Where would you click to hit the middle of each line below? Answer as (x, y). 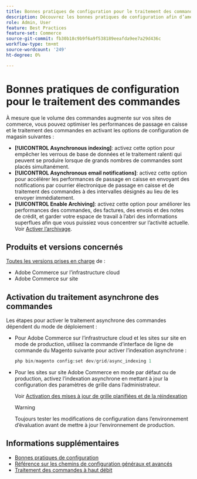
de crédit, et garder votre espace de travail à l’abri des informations (96, 216)
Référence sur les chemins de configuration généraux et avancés (94, 464)
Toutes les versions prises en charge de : (56, 261)
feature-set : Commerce (34, 33)
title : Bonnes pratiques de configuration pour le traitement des (89, 11)
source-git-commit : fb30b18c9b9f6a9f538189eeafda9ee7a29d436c (84, 39)
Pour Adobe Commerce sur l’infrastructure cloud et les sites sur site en (100, 338)
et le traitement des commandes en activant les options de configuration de (97, 130)
